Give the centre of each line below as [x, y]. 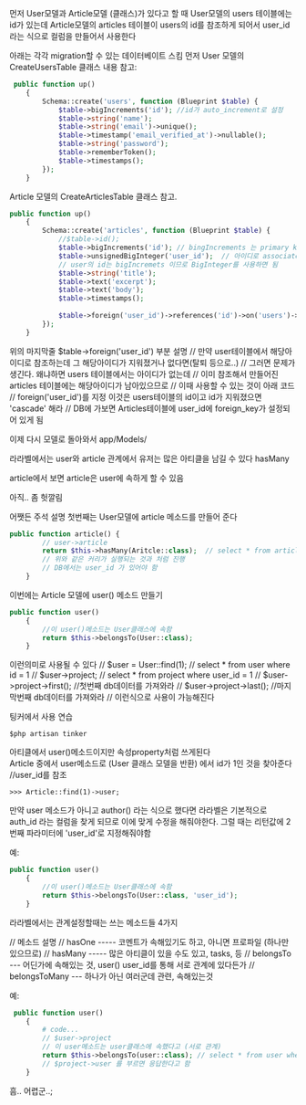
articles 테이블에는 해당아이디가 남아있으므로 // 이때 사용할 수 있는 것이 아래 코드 [152, 385]
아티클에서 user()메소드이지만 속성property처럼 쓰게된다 [110, 752]
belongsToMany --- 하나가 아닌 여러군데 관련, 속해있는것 [112, 976]
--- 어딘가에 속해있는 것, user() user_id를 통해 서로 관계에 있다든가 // [132, 964]
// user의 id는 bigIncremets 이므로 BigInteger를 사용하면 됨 [168, 264]
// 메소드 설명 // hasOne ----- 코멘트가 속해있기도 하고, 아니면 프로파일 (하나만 [149, 942]
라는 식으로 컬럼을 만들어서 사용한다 [73, 36]
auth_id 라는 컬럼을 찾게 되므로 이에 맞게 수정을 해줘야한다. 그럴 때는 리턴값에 [147, 822]
